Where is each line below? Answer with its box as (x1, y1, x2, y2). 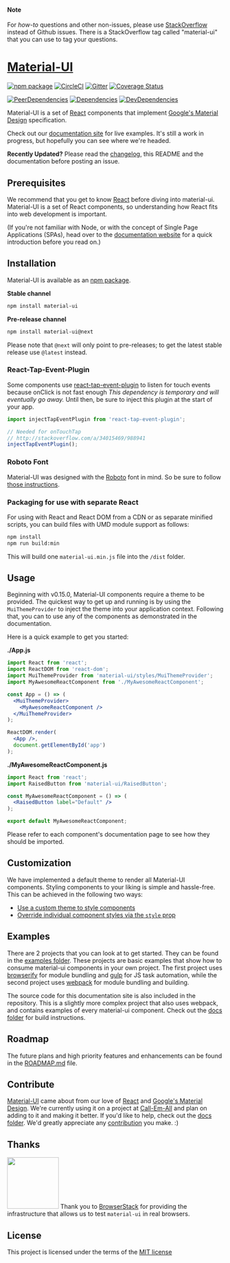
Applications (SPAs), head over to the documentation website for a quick (7, 230, 213, 238)
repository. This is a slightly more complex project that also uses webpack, (7, 999, 218, 1007)
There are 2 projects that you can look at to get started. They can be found (7, 948, 218, 957)
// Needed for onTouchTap (7, 428, 81, 435)
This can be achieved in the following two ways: (7, 890, 143, 898)
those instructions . (7, 480, 60, 488)
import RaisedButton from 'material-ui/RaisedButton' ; (7, 780, 168, 787)
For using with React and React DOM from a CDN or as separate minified (7, 512, 213, 521)
